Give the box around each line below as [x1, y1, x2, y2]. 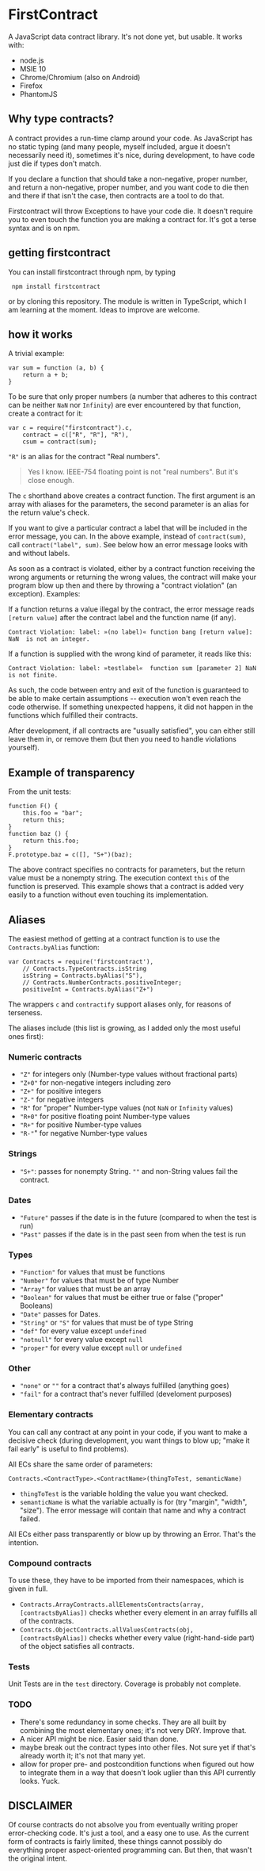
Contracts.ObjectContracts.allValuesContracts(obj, [19, 1626, 194, 1635]
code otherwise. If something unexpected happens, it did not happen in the [8, 702, 254, 711]
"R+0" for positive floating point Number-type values [19, 1112, 191, 1121]
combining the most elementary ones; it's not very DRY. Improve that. [19, 1725, 247, 1735]
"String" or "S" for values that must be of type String [19, 1318, 194, 1328]
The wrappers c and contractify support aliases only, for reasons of [8, 999, 232, 1009]
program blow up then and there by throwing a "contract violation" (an [8, 581, 237, 590]
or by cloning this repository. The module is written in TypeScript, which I [8, 296, 247, 306]
